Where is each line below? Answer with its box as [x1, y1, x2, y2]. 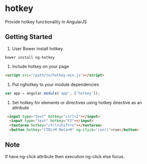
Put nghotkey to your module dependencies [12, 82, 99, 87]
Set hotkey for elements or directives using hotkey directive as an [12, 99, 142, 105]
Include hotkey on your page [12, 63, 69, 69]
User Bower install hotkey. [12, 45, 64, 51]
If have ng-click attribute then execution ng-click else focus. [5, 153, 125, 159]
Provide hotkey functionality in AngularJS [5, 19, 87, 25]
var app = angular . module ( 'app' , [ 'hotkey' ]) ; [5, 91, 100, 96]
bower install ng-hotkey [5, 55, 55, 60]
